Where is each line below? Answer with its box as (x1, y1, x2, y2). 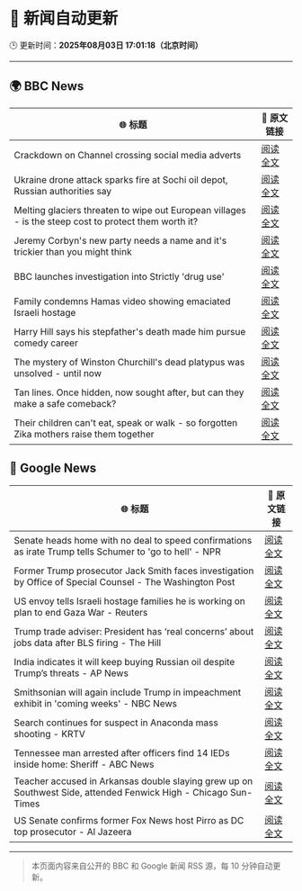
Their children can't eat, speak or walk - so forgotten (13, 416, 238, 428)
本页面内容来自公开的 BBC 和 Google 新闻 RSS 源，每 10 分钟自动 (31, 860, 273, 871)
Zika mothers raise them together (13, 427, 155, 440)
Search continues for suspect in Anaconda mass (13, 716, 218, 729)
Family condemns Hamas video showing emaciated (13, 294, 231, 307)
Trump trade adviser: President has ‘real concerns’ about (13, 625, 254, 637)
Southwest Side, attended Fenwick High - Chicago (13, 786, 228, 798)
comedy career (13, 337, 78, 349)
